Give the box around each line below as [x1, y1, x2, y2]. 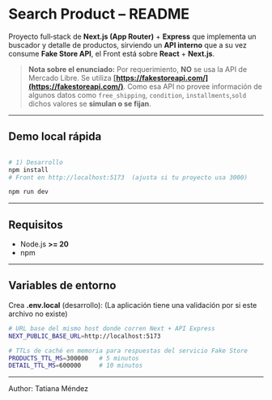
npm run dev [8, 187, 49, 196]
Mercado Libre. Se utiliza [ [28, 73, 117, 82]
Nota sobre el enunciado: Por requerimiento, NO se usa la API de [28, 64, 248, 74]
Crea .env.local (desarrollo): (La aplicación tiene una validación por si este [8, 300, 257, 309]
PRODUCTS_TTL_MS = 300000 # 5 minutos [8, 354, 139, 362]
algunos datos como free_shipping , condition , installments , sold [28, 90, 247, 99]
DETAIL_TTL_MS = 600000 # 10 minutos [8, 361, 143, 370]
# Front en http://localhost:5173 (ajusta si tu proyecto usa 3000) [8, 173, 249, 182]
